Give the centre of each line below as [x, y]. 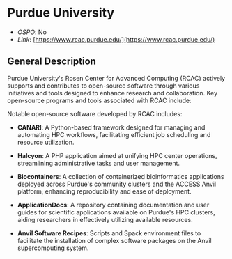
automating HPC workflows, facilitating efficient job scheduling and [114, 134]
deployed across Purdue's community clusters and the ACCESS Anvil [117, 184]
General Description [52, 62]
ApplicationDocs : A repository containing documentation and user [113, 205]
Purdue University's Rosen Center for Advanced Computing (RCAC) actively [116, 78]
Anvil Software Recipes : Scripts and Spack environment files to [109, 233]
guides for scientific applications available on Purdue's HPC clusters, [116, 212]
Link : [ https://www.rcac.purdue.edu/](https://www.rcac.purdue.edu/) [116, 39]
